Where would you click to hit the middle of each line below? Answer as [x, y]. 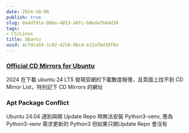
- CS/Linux [20, 34]
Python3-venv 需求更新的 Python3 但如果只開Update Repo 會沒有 [87, 124]
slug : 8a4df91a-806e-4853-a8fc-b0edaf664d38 [62, 23]
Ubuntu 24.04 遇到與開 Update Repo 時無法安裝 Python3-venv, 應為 [90, 116]
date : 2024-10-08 [28, 12]
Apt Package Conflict [38, 103]
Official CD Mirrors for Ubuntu [51, 66]
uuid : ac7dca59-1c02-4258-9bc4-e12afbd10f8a [62, 45]
